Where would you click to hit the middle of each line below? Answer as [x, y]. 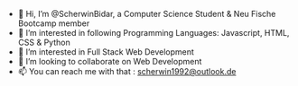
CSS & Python [44, 42]
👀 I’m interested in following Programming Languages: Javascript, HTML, [154, 33]
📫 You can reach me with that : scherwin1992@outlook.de [127, 71]
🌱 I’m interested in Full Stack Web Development [106, 52]
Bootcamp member [54, 23]
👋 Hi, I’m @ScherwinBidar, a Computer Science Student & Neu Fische [147, 14]
